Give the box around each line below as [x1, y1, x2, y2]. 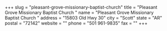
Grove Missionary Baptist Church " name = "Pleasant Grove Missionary [5, 9, 154, 15]
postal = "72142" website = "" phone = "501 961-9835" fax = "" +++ [5, 20, 148, 26]
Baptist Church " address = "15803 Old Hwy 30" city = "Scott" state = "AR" [5, 15, 162, 20]
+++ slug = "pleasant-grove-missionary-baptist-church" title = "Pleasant [5, 4, 157, 10]
